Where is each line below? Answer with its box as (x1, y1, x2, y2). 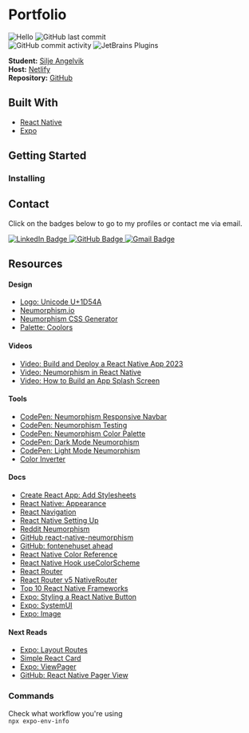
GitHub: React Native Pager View (19, 671, 129, 680)
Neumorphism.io (19, 306, 75, 315)
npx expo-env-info (8, 717, 69, 725)
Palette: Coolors (19, 323, 73, 332)
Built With (8, 96, 58, 109)
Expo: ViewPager (19, 662, 77, 672)
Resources (8, 257, 63, 271)
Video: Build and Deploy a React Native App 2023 (19, 359, 184, 368)
